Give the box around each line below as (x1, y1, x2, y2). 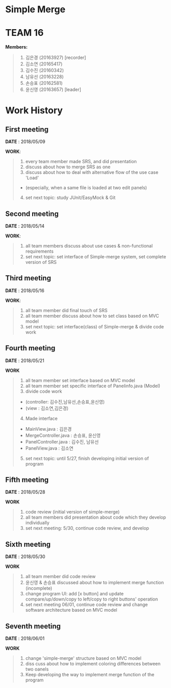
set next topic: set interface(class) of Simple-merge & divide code (25, 323, 164, 329)
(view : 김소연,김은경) (25, 405, 69, 411)
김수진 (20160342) (25, 68, 64, 74)
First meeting (5, 125, 48, 134)
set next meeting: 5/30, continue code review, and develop (25, 525, 150, 531)
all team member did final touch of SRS (25, 307, 108, 313)
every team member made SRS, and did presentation (25, 159, 137, 165)
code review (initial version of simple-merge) (25, 509, 120, 515)
